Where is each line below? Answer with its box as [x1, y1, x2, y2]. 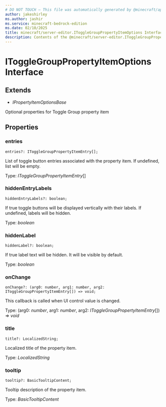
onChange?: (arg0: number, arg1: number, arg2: [5, 285, 105, 290]
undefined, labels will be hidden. [5, 210, 72, 216]
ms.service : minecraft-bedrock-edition [5, 21, 87, 26]
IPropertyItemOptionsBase [12, 99, 67, 105]
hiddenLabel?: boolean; [5, 243, 54, 248]
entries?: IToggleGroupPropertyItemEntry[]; [5, 149, 98, 154]
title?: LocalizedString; [5, 336, 58, 341]
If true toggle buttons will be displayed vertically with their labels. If [5, 204, 142, 210]
